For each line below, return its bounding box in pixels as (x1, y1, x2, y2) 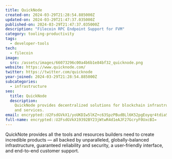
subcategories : (5, 79, 38, 84)
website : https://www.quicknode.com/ (5, 65, 86, 70)
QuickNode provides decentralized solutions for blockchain (14, 103, 145, 108)
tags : (5, 36, 17, 42)
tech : (5, 46, 17, 51)
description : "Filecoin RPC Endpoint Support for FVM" (5, 27, 125, 32)
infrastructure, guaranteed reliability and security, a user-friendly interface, (5, 142, 164, 148)
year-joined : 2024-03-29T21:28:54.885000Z (5, 74, 97, 79)
